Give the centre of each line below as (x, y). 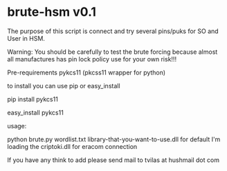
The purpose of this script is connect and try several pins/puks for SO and (113, 31)
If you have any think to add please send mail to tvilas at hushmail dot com (113, 160)
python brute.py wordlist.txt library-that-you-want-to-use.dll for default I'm (114, 139)
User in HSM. (26, 38)
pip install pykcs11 (33, 99)
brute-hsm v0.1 (52, 12)
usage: (17, 125)
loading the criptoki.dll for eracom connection (72, 146)
